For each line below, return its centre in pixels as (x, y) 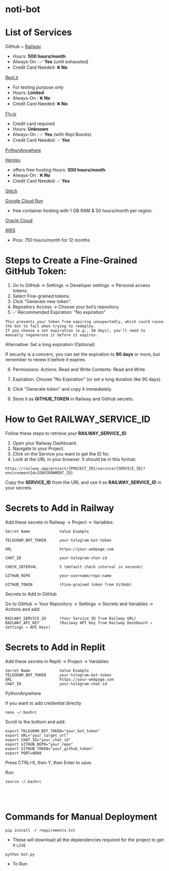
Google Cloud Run (24, 201)
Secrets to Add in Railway (60, 508)
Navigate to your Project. (38, 448)
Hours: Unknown (31, 129)
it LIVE (19, 845)
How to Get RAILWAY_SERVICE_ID (78, 419)
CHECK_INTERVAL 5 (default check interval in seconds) (74, 567)
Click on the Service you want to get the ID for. (61, 454)
